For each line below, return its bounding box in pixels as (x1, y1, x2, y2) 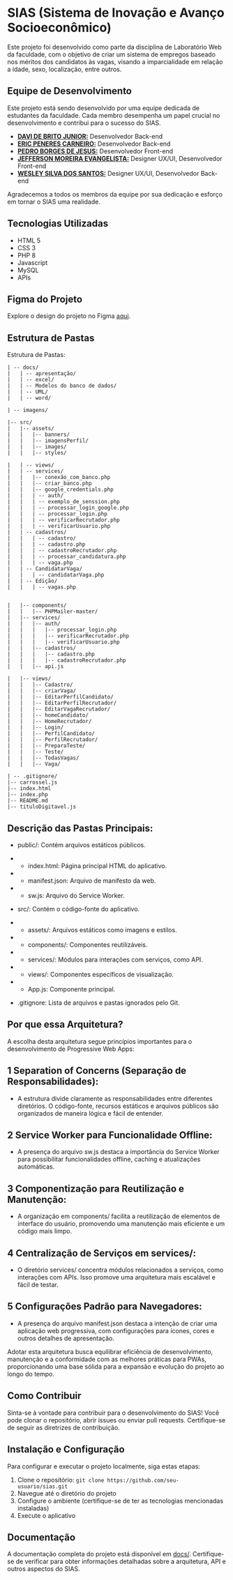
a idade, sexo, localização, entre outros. (7, 65, 122, 73)
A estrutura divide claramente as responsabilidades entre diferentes (17, 1094, 213, 1102)
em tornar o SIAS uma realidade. (7, 197, 101, 206)
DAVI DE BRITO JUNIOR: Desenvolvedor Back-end (17, 132, 163, 140)
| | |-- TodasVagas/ (7, 754, 80, 761)
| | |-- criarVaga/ (7, 688, 77, 694)
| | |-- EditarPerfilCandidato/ (7, 694, 114, 701)
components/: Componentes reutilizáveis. (27, 941, 148, 949)
